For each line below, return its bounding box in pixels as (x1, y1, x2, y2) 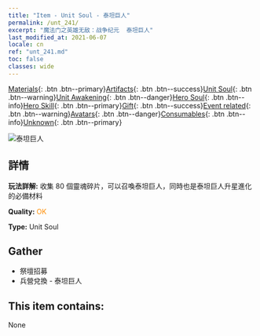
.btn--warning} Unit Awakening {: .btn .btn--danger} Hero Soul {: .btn (8, 92, 225, 102)
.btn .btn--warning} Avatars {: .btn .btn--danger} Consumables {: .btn (8, 109, 225, 119)
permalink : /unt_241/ (8, 19, 79, 27)
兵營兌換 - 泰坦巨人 (19, 276, 82, 286)
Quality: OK (8, 206, 47, 216)
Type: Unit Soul (8, 221, 59, 232)
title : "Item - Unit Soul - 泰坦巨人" (8, 11, 131, 20)
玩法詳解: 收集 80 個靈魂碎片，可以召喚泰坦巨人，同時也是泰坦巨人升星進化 (8, 181, 252, 191)
